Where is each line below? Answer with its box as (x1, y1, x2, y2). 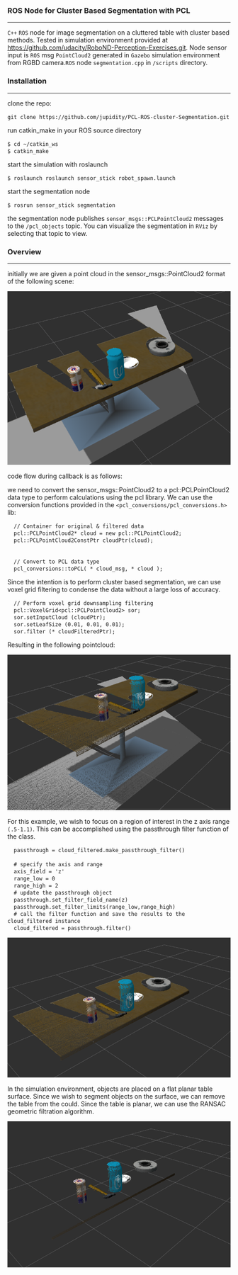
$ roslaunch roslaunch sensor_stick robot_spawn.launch (7, 174, 176, 182)
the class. (7, 832, 36, 841)
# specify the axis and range (13, 861, 103, 868)
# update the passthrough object (13, 890, 113, 897)
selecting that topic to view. (7, 229, 88, 237)
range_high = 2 (13, 883, 59, 890)
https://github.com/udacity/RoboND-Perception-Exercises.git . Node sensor (7, 43, 227, 52)
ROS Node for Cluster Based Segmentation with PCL (7, 6, 191, 16)
